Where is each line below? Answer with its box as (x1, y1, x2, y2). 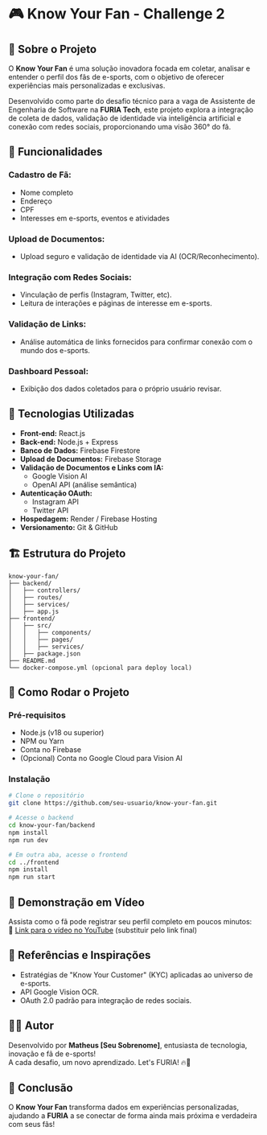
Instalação (8, 774, 51, 785)
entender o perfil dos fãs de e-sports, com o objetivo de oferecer (8, 72, 225, 81)
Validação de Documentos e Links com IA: (19, 463, 164, 472)
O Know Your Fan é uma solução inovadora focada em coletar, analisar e (8, 64, 251, 73)
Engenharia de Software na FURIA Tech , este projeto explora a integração (8, 105, 253, 114)
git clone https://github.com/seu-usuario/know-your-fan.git (8, 800, 218, 808)
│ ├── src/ (8, 621, 52, 630)
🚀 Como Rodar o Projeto (8, 685, 130, 699)
